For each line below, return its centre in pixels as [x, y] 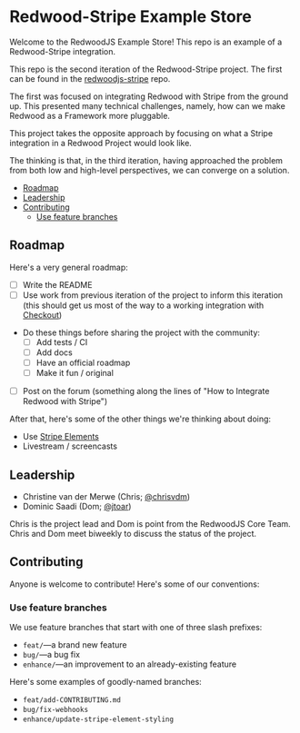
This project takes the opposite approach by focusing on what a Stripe [141, 133]
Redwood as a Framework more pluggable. [90, 115]
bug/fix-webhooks [55, 710]
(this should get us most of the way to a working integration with [143, 305]
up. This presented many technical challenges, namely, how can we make [148, 105]
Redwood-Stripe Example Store [130, 17]
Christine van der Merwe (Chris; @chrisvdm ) [106, 496]
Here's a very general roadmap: [69, 267]
